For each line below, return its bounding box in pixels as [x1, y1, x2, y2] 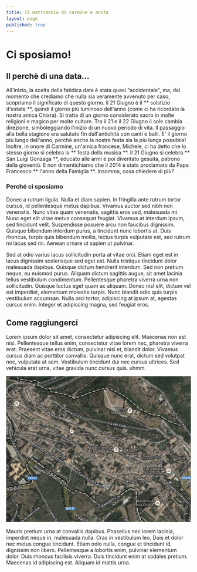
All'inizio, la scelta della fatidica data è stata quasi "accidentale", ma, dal [6, 87, 181, 94]
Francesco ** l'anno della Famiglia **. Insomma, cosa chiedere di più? [6, 168, 175, 175]
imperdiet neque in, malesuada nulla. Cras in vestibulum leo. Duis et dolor [6, 534, 184, 541]
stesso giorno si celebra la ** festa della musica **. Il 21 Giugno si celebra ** [6, 149, 190, 156]
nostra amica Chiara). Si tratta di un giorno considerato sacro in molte [6, 112, 175, 119]
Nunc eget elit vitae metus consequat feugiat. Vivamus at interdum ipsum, [6, 214, 185, 221]
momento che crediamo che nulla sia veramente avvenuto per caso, [6, 93, 170, 100]
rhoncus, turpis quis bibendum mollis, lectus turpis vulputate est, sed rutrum [6, 233, 191, 240]
